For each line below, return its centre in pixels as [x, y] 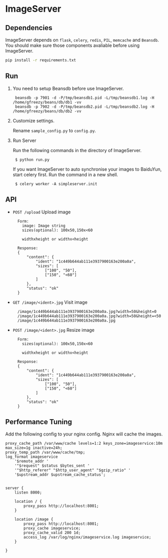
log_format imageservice [32, 457]
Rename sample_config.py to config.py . [54, 130]
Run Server [24, 140]
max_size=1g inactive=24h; [34, 448]
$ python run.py [32, 160]
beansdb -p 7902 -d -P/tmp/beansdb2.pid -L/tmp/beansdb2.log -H [85, 107]
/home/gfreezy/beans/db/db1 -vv [47, 102]
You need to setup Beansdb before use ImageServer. [68, 88]
